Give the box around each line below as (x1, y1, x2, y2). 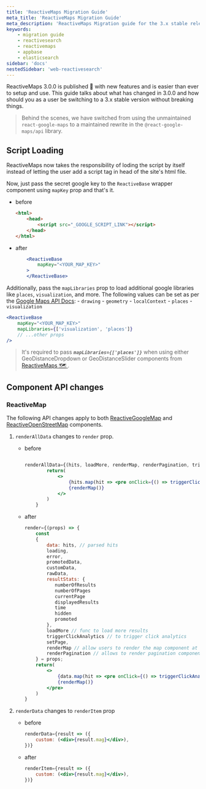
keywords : (6, 26, 32, 33)
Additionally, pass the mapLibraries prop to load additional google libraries (6, 284, 194, 292)
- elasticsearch (17, 55, 59, 61)
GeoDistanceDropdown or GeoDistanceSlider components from (21, 355, 183, 362)
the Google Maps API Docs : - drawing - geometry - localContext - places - (6, 297, 193, 305)
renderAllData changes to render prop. (15, 433, 114, 440)
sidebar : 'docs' (6, 60, 48, 66)
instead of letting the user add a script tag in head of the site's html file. (6, 168, 187, 176)
